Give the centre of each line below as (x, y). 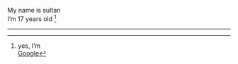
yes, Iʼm (29, 46)
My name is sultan (34, 10)
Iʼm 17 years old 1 (32, 18)
